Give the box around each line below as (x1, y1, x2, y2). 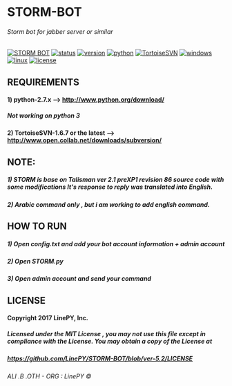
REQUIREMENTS (7, 76, 79, 88)
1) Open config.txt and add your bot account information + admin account (7, 239, 225, 248)
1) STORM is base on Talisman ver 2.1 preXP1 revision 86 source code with (7, 176, 224, 184)
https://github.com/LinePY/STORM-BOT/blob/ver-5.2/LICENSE (7, 354, 193, 363)
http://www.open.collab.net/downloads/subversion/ (7, 136, 162, 145)
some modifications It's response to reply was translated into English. (7, 183, 213, 191)
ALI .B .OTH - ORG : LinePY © (7, 371, 92, 380)
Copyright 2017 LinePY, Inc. (7, 314, 88, 322)
